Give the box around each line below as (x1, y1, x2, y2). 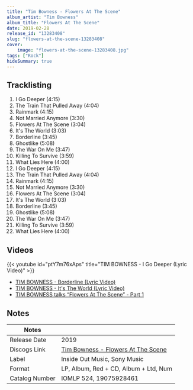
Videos (7, 245, 34, 255)
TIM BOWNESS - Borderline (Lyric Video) (15, 279, 116, 286)
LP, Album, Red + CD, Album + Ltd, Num (61, 365, 172, 373)
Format (9, 365, 30, 373)
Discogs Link (9, 345, 46, 353)
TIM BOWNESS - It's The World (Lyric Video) (15, 285, 125, 292)
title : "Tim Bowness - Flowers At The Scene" (7, 8, 121, 15)
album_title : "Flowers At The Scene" (7, 20, 100, 25)
